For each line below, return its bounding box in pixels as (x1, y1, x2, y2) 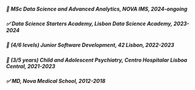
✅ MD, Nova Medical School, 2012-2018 (6, 78, 106, 85)
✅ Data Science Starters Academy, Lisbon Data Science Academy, (6, 20, 173, 27)
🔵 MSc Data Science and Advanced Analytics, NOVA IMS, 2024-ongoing (6, 5, 188, 12)
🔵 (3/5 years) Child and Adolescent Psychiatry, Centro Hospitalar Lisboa (6, 56, 187, 64)
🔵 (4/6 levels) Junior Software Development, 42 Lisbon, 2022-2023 (6, 42, 174, 49)
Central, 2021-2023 (6, 62, 56, 69)
